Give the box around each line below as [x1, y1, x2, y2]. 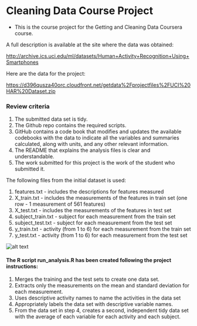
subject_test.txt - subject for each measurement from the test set [14, 219, 172, 226]
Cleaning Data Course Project [6, 4, 154, 18]
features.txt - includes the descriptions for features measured [14, 188, 164, 195]
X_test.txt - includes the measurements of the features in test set [14, 207, 172, 214]
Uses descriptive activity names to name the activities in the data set [14, 294, 181, 301]
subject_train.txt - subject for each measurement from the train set [14, 213, 176, 220]
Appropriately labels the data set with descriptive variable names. [14, 301, 173, 308]
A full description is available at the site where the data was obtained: [6, 41, 174, 48]
